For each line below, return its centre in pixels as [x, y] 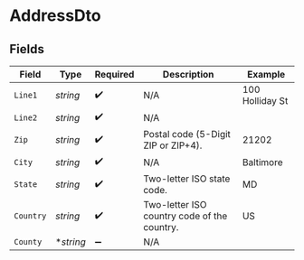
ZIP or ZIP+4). [173, 145]
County [28, 241]
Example [266, 74]
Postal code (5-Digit [187, 134]
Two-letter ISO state [187, 179]
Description [188, 74]
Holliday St [265, 101]
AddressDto [55, 16]
